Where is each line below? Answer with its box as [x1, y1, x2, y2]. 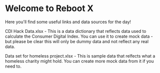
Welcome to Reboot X [5, 3, 94, 14]
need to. [5, 63, 22, 69]
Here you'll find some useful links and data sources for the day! [5, 19, 131, 25]
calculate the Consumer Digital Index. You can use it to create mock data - [5, 33, 153, 39]
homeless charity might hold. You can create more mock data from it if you [5, 58, 154, 64]
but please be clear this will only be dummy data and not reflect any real [5, 38, 149, 44]
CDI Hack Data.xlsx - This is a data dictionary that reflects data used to [5, 28, 146, 34]
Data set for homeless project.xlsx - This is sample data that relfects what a [5, 53, 156, 58]
